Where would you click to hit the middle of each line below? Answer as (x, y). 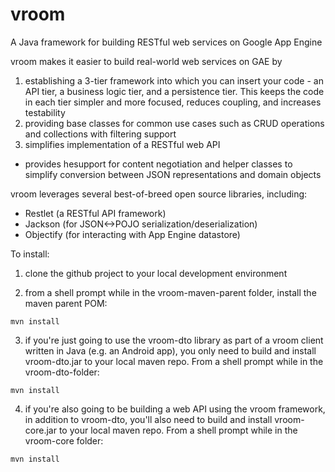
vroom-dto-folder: (62, 372)
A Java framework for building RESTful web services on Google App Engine (166, 42)
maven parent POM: (66, 303)
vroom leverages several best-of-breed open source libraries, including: (159, 194)
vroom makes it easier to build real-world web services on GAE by (146, 61)
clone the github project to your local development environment (156, 273)
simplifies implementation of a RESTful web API (122, 144)
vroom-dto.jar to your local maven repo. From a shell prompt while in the (174, 361)
